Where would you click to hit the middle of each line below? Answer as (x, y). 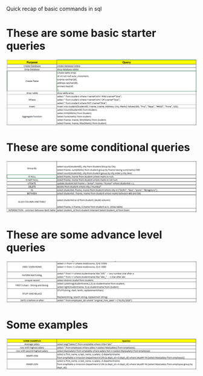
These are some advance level (84, 235)
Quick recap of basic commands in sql (54, 9)
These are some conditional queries (98, 147)
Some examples (47, 325)
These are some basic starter (81, 33)
